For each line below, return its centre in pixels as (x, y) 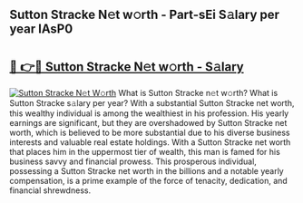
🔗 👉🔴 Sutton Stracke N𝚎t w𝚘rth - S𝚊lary (127, 67)
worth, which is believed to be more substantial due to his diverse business (150, 132)
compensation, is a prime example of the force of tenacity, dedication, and (148, 181)
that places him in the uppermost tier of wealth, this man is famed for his (145, 152)
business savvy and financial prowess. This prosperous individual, (133, 161)
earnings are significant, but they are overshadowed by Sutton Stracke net (148, 123)
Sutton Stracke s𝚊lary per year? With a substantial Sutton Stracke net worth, (152, 103)
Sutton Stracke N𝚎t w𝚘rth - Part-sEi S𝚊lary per (144, 15)
